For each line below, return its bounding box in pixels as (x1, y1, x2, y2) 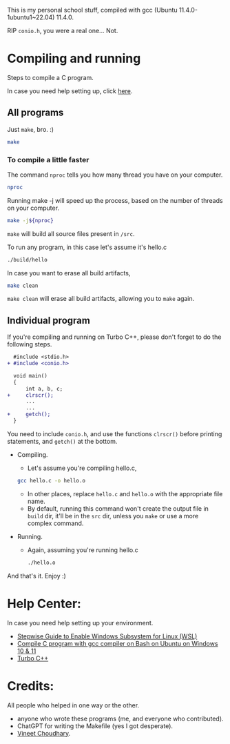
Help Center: (7, 596, 81, 611)
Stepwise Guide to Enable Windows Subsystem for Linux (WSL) (17, 632, 198, 640)
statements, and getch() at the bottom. (7, 437, 118, 445)
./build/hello (7, 256, 48, 263)
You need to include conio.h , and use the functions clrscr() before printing (7, 429, 222, 438)
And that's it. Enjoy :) (7, 571, 67, 580)
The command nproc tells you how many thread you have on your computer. (7, 170, 223, 179)
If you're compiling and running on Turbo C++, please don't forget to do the (7, 333, 222, 341)
